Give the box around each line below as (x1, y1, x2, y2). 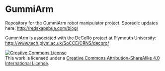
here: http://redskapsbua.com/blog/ (5, 25, 79, 31)
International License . (5, 60, 50, 66)
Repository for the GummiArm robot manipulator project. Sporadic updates (5, 20, 158, 26)
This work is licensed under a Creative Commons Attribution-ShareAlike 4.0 (5, 55, 160, 61)
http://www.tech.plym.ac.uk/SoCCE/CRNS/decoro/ (5, 40, 109, 46)
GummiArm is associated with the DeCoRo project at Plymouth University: (5, 35, 157, 41)
